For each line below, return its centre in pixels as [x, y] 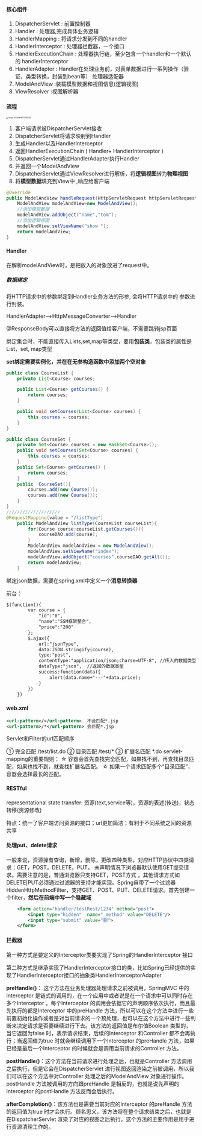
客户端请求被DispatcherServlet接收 [58, 128]
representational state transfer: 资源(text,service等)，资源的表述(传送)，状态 [100, 803]
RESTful [17, 788]
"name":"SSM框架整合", [65, 622]
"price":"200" [56, 627]
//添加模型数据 [33, 209]
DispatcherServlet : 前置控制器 [53, 24]
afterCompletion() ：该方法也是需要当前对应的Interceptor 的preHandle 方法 [99, 1104]
